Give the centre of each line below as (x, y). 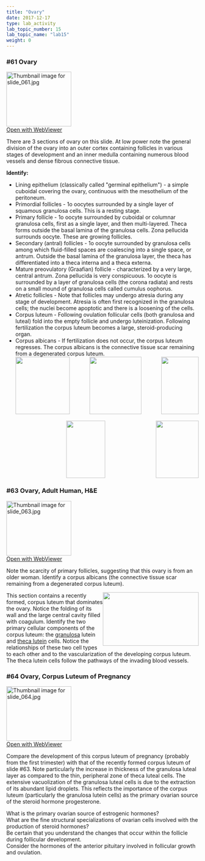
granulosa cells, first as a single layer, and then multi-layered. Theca (101, 224)
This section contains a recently (46, 595)
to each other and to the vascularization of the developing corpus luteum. (99, 654)
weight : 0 (19, 40)
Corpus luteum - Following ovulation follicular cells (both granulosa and (105, 315)
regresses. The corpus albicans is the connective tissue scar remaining (105, 347)
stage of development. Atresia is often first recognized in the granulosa (104, 302)
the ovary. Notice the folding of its (49, 608)
